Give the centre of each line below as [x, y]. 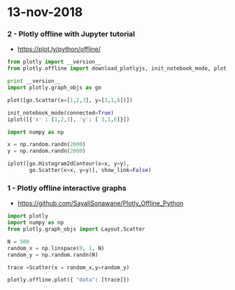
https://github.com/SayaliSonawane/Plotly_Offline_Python [100, 203]
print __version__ [34, 81]
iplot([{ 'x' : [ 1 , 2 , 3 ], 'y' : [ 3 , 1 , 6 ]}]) [69, 119]
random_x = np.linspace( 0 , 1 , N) [56, 248]
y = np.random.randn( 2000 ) [47, 151]
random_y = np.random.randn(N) [53, 255]
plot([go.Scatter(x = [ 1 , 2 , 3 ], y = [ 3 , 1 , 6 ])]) [70, 100]
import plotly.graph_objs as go [54, 88]
